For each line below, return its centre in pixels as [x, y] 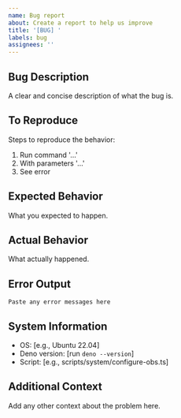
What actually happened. [49, 259]
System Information [58, 326]
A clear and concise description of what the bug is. [91, 95]
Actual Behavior [48, 240]
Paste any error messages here [59, 302]
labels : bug [28, 37]
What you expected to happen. [58, 215]
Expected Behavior [56, 197]
